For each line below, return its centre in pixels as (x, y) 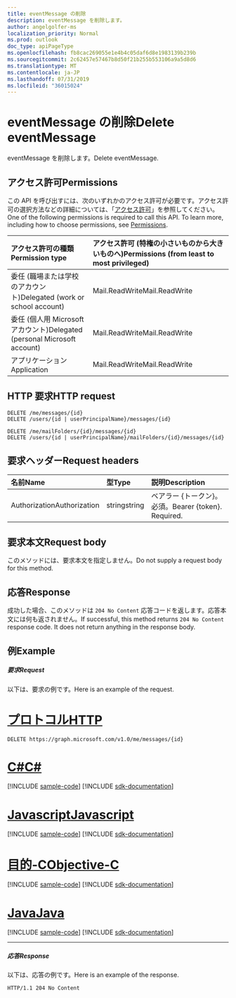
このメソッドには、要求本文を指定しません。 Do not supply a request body (115, 560)
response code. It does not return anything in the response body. (101, 627)
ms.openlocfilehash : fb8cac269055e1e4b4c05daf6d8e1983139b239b (102, 53)
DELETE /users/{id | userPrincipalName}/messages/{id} (89, 419)
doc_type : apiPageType (40, 46)
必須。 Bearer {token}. (186, 506)
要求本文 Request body (57, 542)
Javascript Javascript (71, 814)
